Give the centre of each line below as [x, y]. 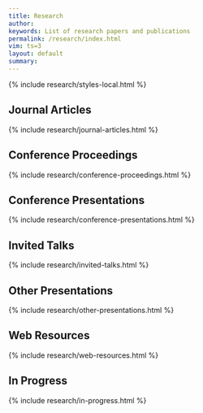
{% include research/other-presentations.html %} [91, 310]
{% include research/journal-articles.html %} [83, 129]
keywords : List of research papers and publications [99, 31]
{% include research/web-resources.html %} [84, 355]
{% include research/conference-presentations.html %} [101, 220]
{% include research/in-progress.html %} [78, 400]
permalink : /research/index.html [65, 39]
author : [22, 24]
